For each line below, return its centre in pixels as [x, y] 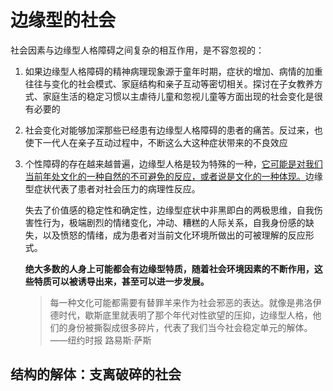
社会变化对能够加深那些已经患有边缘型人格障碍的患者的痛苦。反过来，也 [173, 130]
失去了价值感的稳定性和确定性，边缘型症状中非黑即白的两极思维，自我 [169, 210]
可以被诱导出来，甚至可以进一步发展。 [130, 281]
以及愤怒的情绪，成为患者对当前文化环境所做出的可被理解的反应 [174, 235]
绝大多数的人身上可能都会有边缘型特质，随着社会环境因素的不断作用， [169, 268]
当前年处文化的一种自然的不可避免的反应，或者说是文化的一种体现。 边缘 [173, 176]
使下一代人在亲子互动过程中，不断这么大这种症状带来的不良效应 [156, 142]
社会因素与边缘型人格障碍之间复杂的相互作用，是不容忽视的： [137, 50]
